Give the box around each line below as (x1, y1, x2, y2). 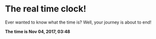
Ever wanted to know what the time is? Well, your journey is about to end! (5, 19, 152, 25)
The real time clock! (5, 3, 86, 14)
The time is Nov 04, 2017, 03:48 (5, 28, 70, 34)
